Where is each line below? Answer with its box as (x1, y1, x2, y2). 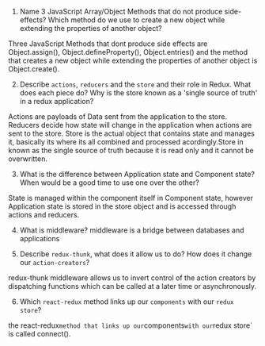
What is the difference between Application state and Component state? (19, 170, 256, 179)
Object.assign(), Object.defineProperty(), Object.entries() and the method (8, 48, 248, 56)
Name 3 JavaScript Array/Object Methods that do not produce (19, 7, 223, 16)
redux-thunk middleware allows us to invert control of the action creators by (8, 273, 256, 283)
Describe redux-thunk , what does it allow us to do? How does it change (19, 249, 252, 259)
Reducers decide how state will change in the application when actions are (8, 121, 252, 129)
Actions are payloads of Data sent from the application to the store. (8, 112, 228, 121)
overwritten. (8, 154, 48, 163)
